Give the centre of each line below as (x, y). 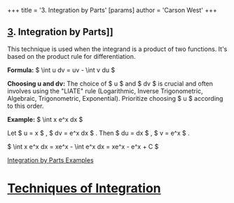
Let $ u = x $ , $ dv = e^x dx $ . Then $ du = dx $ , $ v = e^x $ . (99, 133)
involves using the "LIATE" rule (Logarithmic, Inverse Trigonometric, (105, 91)
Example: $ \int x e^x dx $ (45, 119)
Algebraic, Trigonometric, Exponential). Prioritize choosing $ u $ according (115, 98)
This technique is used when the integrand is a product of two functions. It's (117, 49)
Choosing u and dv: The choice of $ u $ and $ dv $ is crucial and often (110, 83)
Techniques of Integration (84, 188)
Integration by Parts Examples (50, 160)
